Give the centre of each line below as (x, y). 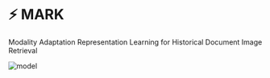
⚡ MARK (36, 15)
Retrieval (23, 50)
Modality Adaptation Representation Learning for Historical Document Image (135, 42)
